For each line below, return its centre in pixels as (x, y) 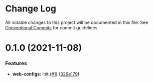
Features (16, 64)
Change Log (31, 9)
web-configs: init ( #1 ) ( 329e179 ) (46, 74)
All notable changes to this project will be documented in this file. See (77, 22)
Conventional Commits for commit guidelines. (52, 27)
